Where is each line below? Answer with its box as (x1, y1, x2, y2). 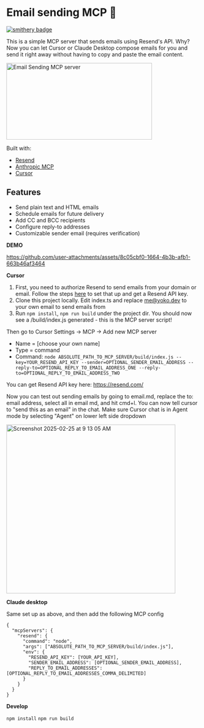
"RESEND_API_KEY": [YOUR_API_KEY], (28, 654, 119, 661)
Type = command (15, 346, 60, 354)
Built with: (6, 144, 32, 152)
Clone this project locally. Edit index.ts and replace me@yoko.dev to (15, 297, 187, 304)
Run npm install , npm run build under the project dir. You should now (15, 309, 192, 317)
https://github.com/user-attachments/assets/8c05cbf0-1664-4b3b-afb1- (6, 253, 191, 260)
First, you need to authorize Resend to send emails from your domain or (15, 283, 197, 290)
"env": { (22, 649, 45, 655)
